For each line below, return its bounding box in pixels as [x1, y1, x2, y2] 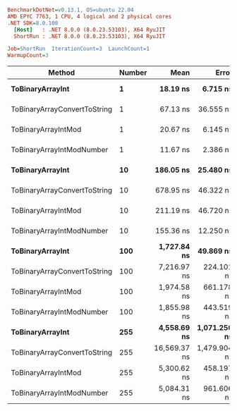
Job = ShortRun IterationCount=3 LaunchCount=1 [7, 45, 150, 53]
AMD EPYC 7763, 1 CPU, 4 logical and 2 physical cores [7, 13, 172, 20]
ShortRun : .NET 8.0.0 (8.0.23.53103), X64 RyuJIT [13, 32, 166, 39]
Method [48, 68, 75, 78]
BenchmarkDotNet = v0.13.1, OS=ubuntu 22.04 [7, 6, 134, 13]
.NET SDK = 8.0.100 [7, 19, 59, 27]
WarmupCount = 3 [7, 52, 49, 59]
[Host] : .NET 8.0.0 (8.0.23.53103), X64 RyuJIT [13, 26, 166, 33]
